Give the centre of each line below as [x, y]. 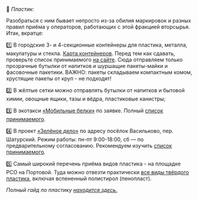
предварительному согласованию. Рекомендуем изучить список [89, 146]
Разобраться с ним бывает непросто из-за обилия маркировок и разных [99, 20]
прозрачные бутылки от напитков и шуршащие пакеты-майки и [87, 66]
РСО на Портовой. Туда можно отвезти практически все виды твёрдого [98, 172]
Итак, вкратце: [25, 33]
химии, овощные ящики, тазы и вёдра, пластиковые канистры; [86, 99]
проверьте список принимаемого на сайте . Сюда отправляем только [94, 60]
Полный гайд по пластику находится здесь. [62, 190]
